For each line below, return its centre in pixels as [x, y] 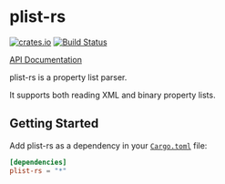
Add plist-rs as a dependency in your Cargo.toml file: [108, 145]
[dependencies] [38, 162]
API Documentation [46, 59]
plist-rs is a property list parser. [68, 77]
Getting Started [54, 123]
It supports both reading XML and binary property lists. [112, 95]
